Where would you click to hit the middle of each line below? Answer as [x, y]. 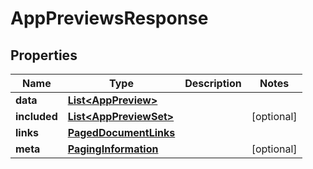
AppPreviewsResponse [109, 18]
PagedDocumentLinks [121, 132]
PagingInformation [113, 149]
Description [213, 83]
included [36, 116]
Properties [44, 55]
